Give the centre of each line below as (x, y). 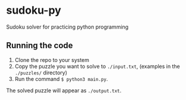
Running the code (40, 46)
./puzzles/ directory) (41, 73)
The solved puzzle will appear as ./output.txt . (64, 90)
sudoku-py (34, 10)
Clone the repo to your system (52, 60)
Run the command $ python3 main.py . (61, 79)
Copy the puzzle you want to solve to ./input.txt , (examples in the (97, 66)
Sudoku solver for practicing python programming (67, 27)
